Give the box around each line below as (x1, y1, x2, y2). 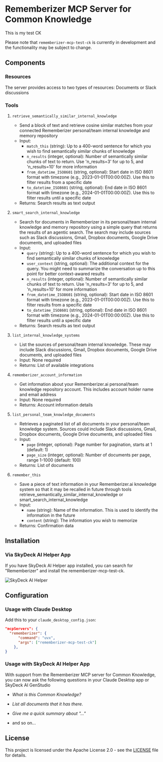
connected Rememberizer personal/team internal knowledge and (19, 127, 150, 133)
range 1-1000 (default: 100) (26, 457, 81, 463)
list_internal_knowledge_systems (12, 333, 80, 338)
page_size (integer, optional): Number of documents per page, (26, 452, 151, 458)
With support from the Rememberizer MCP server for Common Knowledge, (5, 672, 156, 678)
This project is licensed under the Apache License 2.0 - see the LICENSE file (5, 747, 159, 753)
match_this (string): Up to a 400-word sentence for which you (26, 143, 151, 149)
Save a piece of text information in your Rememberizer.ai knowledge (19, 481, 157, 487)
